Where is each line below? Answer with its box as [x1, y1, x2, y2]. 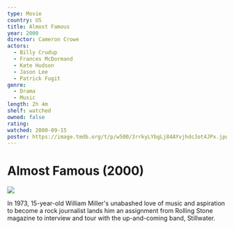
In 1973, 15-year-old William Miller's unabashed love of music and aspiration [7, 199, 225, 207]
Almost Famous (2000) [7, 163, 144, 179]
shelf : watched [7, 107, 52, 114]
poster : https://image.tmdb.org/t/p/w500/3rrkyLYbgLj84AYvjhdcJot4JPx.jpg [7, 133, 229, 140]
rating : [7, 120, 30, 127]
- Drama [13, 88, 36, 95]
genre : [7, 81, 26, 88]
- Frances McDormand [13, 56, 73, 63]
